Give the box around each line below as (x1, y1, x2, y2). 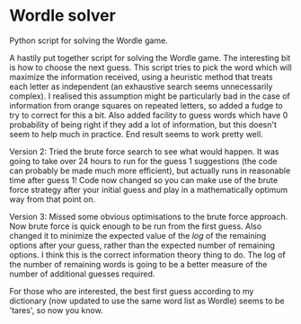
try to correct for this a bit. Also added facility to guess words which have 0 (9, 109, 288, 120)
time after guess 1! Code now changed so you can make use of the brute (9, 174, 279, 185)
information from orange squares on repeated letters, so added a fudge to (9, 100, 283, 110)
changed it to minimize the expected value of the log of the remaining (9, 230, 267, 241)
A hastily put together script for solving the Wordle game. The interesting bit (9, 52, 291, 63)
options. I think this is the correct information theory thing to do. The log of (9, 249, 286, 260)
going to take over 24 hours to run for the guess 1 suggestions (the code (9, 155, 278, 166)
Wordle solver (9, 5, 117, 26)
